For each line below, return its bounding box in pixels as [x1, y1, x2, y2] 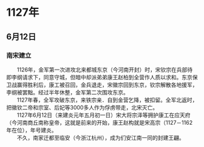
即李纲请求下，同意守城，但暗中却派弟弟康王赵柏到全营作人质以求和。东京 [6, 73, 192, 80]
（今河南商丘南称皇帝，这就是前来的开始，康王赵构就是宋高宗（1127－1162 [6, 119, 193, 126]
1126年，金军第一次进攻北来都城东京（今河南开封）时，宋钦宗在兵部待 [16, 66, 193, 73]
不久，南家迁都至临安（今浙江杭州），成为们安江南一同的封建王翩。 [16, 134, 185, 141]
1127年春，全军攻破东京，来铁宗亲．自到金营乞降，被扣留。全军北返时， [16, 96, 198, 103]
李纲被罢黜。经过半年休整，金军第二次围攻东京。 [6, 88, 129, 96]
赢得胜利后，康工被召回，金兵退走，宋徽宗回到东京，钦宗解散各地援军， [16, 81, 198, 88]
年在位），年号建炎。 [6, 126, 57, 134]
